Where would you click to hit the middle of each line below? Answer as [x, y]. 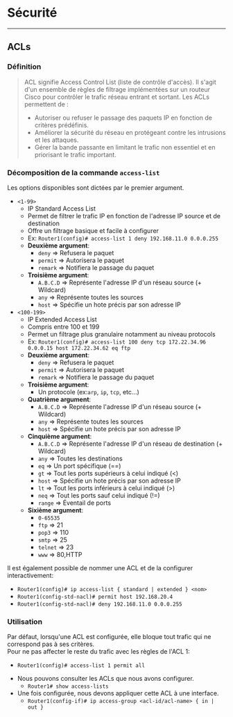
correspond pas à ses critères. [51, 644]
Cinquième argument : [60, 436]
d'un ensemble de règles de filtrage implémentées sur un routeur [117, 89]
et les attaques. [57, 140]
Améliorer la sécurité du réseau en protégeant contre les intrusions [130, 132]
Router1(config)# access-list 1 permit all [81, 666]
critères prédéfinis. [61, 125]
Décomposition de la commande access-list [84, 172]
